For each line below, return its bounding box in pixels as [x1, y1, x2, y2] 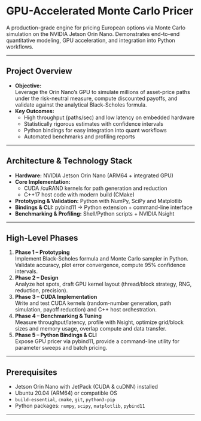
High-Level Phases [6, 232, 78, 243]
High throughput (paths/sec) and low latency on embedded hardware [23, 114, 195, 121]
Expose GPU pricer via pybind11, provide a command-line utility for [14, 338, 180, 345]
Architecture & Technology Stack [6, 156, 133, 166]
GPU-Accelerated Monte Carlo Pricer [6, 4, 194, 18]
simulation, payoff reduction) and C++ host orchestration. [14, 306, 157, 313]
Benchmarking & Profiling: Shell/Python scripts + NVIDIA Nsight [14, 210, 175, 217]
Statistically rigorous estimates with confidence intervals [23, 120, 163, 127]
